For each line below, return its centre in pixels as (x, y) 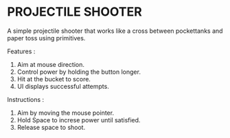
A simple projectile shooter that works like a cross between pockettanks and (115, 31)
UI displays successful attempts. (63, 86)
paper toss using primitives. (46, 38)
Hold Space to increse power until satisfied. (79, 120)
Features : (21, 51)
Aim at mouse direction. (50, 64)
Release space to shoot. (51, 127)
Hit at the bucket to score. (54, 79)
